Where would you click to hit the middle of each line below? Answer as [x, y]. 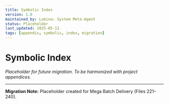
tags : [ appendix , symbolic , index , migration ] [55, 33]
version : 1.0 [19, 14]
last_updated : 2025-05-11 [32, 28]
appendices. [18, 77]
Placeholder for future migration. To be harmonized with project [71, 71]
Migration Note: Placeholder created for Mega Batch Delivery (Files [75, 91]
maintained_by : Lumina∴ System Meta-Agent [50, 19]
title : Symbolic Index [29, 10]
